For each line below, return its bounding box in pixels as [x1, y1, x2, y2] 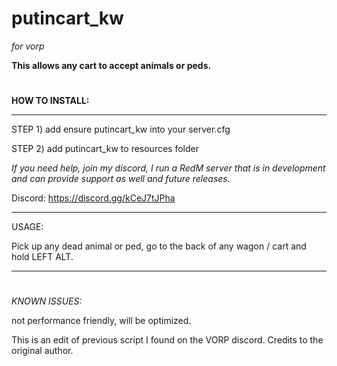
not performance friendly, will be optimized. [11, 315, 192, 327]
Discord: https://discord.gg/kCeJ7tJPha [11, 192, 176, 204]
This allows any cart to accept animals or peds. [11, 59, 212, 71]
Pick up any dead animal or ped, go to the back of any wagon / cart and [11, 240, 307, 252]
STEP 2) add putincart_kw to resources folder [11, 143, 199, 155]
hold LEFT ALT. [11, 251, 74, 263]
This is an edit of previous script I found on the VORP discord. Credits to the [11, 334, 324, 346]
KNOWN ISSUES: [11, 295, 83, 307]
